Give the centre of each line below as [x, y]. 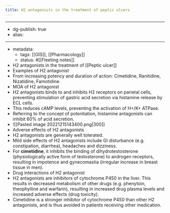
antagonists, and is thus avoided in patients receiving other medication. [87, 205]
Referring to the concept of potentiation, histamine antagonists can [82, 113]
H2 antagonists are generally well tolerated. [58, 135]
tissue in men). [28, 167]
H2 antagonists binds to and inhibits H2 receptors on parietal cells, [82, 92]
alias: [18, 34]
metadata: [23, 49]
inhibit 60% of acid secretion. [43, 119]
